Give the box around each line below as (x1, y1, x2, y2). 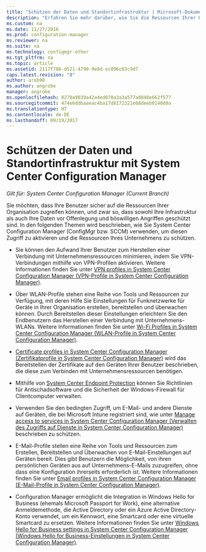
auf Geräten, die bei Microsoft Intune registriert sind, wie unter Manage (15, 411, 195, 418)
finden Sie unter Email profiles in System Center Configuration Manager (15, 475, 196, 482)
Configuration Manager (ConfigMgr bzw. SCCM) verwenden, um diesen (6, 228, 188, 235)
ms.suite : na (6, 43, 40, 50)
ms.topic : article (6, 60, 53, 66)
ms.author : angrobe (6, 83, 56, 89)
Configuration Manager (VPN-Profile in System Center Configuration (15, 272, 189, 279)
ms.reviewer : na (6, 37, 48, 43)
